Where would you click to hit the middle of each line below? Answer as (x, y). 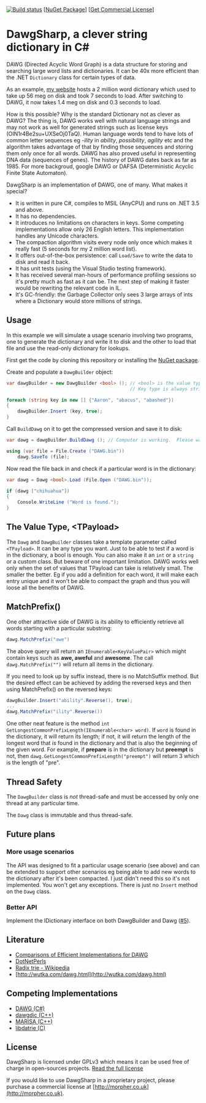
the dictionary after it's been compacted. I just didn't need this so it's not (98, 878)
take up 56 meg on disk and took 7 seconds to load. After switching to (95, 96)
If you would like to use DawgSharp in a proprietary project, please (91, 1080)
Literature (25, 940)
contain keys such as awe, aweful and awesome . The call (80, 657)
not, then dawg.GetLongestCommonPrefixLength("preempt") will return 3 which (103, 756)
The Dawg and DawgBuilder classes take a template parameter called (91, 542)
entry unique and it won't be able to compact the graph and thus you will (98, 581)
